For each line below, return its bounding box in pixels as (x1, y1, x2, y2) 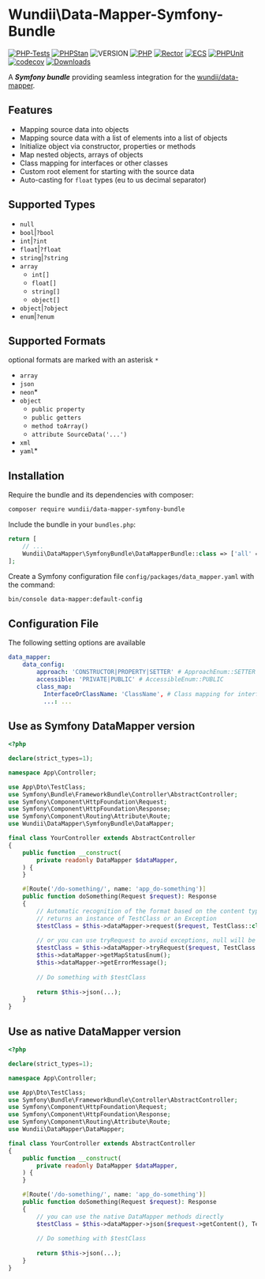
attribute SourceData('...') (31, 431, 128, 439)
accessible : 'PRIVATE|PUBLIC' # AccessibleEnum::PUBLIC (36, 675, 224, 683)
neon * (19, 388, 38, 397)
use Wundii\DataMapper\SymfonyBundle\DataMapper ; (8, 820, 175, 828)
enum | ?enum (19, 311, 54, 321)
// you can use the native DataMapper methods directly (36, 1213, 224, 1220)
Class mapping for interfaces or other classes (19, 158, 168, 168)
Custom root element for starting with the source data (19, 166, 195, 176)
